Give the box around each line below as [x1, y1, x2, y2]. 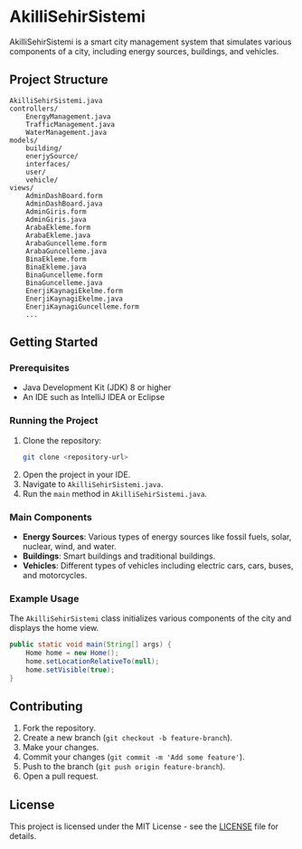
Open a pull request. [22, 771, 99, 782]
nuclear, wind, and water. [22, 540, 117, 551]
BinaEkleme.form [25, 254, 88, 263]
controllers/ [9, 104, 59, 113]
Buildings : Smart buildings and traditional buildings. [22, 550, 216, 561]
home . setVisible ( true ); [25, 665, 116, 674]
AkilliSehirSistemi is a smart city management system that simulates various [9, 36, 292, 47]
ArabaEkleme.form [25, 223, 91, 232]
